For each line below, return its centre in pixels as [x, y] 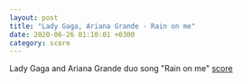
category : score [40, 43]
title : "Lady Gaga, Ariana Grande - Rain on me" [102, 26]
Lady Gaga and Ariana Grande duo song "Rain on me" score [121, 69]
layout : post [34, 18]
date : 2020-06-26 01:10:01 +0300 [72, 34]
